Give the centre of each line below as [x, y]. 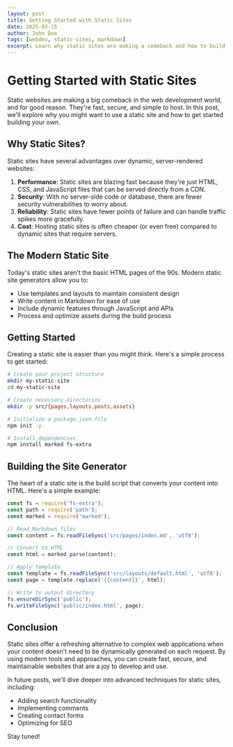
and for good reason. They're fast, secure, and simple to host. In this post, [113, 107]
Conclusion [33, 627]
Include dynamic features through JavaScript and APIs [95, 308]
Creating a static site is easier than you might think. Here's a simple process [116, 354]
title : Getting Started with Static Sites [70, 20]
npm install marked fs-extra [49, 445]
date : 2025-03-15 [32, 27]
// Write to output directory [51, 593]
